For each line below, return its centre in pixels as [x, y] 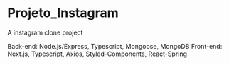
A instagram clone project [45, 32]
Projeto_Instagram [63, 13]
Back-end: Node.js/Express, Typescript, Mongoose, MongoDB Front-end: [115, 46]
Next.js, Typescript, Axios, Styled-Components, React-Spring [97, 54]
